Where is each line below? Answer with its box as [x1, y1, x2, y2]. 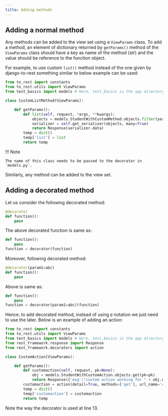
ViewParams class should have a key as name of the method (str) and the [5, 50, 153, 56]
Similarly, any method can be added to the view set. [5, 171, 112, 178]
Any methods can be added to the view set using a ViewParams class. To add [5, 39, 162, 45]
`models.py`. [5, 163, 32, 168]
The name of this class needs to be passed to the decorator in [5, 158, 142, 163]
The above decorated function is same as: [5, 227, 92, 233]
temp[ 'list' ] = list [23, 135, 66, 140]
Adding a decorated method [5, 186, 94, 195]
